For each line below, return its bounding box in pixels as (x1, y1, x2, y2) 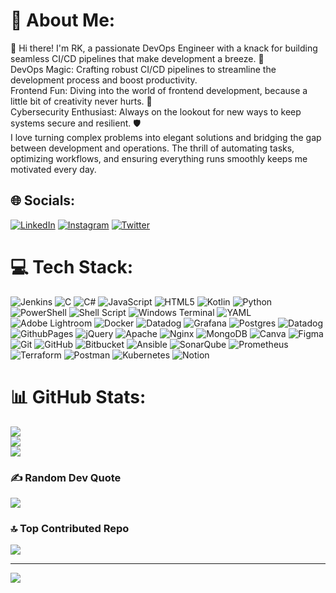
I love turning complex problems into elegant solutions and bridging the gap (10, 131, 322, 143)
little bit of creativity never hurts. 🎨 (10, 95, 153, 107)
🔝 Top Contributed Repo (10, 521, 130, 535)
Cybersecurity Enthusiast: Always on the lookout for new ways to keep (10, 105, 302, 118)
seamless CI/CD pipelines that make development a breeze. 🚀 (10, 52, 265, 64)
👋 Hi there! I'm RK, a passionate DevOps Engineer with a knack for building (10, 42, 318, 54)
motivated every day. (10, 163, 97, 175)
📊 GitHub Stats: (10, 385, 147, 408)
